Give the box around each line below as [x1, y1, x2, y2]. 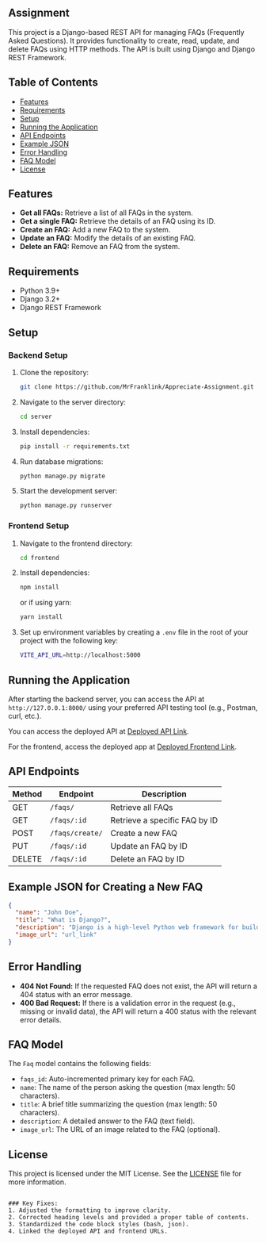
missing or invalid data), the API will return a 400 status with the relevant [19, 1007, 257, 1016]
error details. [19, 1015, 62, 1024]
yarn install [19, 613, 63, 621]
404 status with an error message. [19, 989, 133, 999]
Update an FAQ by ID [110, 840, 188, 851]
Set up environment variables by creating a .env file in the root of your [19, 627, 249, 637]
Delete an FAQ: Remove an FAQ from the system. [19, 242, 180, 251]
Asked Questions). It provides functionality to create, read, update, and [8, 36, 240, 45]
